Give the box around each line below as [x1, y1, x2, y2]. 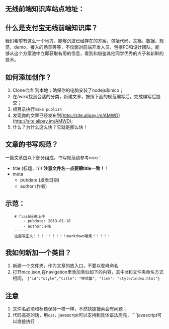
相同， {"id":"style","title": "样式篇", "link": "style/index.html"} [12, 275, 160, 281]
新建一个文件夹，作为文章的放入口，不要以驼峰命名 [12, 262, 119, 269]
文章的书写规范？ [5, 140, 58, 149]
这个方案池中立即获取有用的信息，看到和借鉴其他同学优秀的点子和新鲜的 [14, 50, 164, 56]
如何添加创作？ [5, 73, 52, 82]
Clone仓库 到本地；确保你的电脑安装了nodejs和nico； [12, 87, 124, 93]
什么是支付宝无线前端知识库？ [5, 23, 98, 32]
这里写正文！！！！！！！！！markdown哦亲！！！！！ [14, 233, 111, 238]
